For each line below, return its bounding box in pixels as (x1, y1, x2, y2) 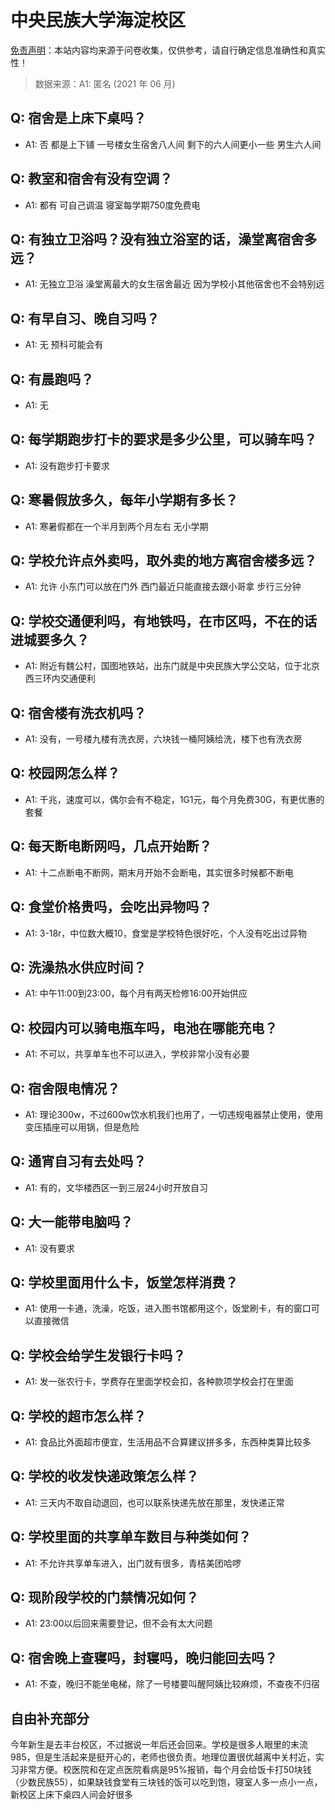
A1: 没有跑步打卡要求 (24, 459, 110, 471)
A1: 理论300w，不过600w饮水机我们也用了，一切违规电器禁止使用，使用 (24, 1108, 324, 1120)
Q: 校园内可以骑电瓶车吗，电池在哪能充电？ (10, 1019, 278, 1036)
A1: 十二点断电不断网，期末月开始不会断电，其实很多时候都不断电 (24, 866, 294, 878)
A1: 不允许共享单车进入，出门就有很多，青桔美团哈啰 (24, 1557, 242, 1569)
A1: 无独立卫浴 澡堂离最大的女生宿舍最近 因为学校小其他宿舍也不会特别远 (24, 278, 325, 290)
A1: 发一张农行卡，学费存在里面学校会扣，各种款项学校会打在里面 (24, 1376, 294, 1388)
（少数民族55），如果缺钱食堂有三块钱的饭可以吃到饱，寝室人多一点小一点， (10, 1776, 323, 1788)
